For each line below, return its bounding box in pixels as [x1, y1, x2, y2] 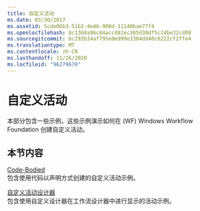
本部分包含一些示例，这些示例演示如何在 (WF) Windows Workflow [7, 116, 193, 125]
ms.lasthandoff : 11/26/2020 [7, 55, 88, 62]
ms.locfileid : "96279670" [7, 61, 81, 68]
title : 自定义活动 [7, 10, 55, 17]
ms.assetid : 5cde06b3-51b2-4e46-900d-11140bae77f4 [7, 23, 155, 29]
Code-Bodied [7, 166, 46, 174]
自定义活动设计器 [7, 188, 55, 197]
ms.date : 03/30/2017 [7, 16, 66, 23]
